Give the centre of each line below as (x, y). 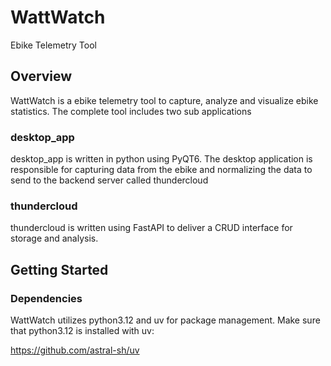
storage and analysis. (54, 238)
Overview (41, 76)
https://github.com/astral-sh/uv (75, 350)
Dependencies (46, 298)
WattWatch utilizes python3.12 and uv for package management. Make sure (165, 320)
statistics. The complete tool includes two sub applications (131, 111)
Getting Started (59, 269)
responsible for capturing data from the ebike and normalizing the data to (161, 170)
